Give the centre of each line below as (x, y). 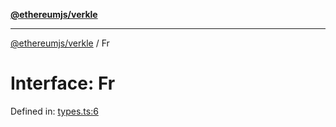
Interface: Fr (63, 83)
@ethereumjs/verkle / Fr (60, 43)
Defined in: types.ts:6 (54, 111)
